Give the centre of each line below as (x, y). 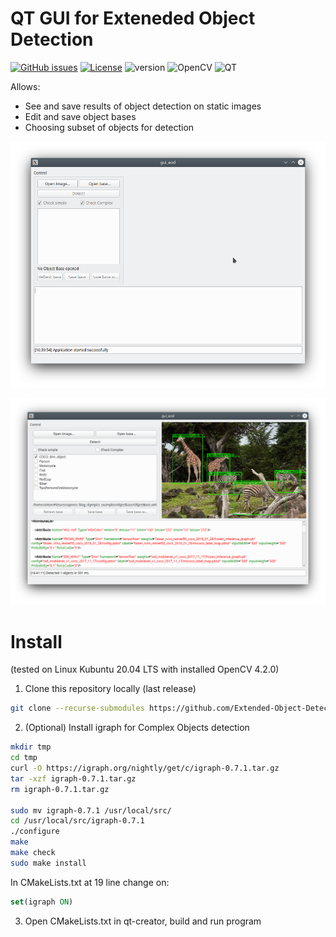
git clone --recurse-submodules (77, 708)
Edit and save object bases (80, 116)
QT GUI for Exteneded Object (133, 18)
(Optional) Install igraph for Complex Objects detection (137, 728)
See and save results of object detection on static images (143, 106)
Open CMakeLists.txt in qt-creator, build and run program (143, 921)
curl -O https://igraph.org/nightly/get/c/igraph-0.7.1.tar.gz (145, 768)
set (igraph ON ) (42, 902)
